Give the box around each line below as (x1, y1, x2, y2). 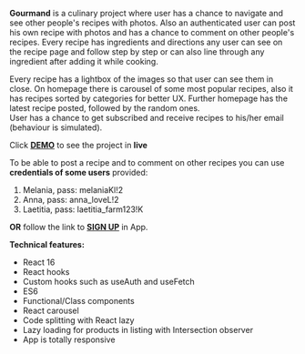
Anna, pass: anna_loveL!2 (22, 195, 120, 205)
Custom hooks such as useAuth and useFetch (22, 277, 196, 287)
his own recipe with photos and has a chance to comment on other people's (9, 27, 295, 37)
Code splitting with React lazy (22, 315, 135, 326)
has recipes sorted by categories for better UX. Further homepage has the (9, 93, 289, 104)
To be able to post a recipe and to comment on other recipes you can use (9, 157, 285, 167)
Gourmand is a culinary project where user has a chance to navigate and (9, 8, 284, 18)
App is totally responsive (22, 334, 116, 345)
